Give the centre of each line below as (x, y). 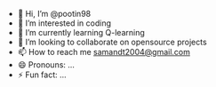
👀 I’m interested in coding (64, 23)
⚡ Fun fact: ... (42, 75)
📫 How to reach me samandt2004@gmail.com (104, 52)
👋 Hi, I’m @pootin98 (54, 14)
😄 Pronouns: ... (46, 65)
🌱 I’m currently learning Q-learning (81, 32)
